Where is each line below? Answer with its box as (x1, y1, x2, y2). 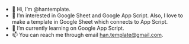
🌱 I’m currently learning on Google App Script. (11, 24, 124, 32)
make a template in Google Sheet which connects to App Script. (11, 18, 168, 25)
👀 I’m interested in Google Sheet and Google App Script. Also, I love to (11, 12, 184, 19)
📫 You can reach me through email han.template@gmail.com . (11, 32, 164, 38)
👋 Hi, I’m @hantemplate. (11, 6, 71, 12)
